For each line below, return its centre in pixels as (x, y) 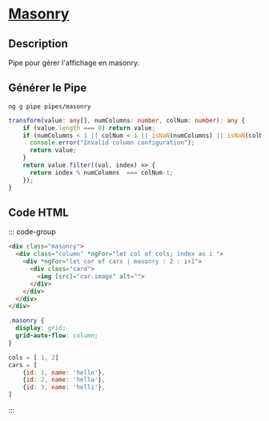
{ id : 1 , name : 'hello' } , (64, 372)
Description (38, 44)
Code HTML (39, 212)
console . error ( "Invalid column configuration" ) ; (112, 143)
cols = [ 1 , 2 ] (34, 358)
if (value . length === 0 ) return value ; (89, 128)
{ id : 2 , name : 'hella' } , (64, 380)
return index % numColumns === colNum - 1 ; (101, 172)
